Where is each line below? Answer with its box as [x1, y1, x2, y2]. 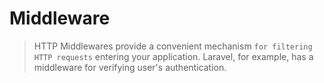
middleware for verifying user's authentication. [33, 61, 227, 73]
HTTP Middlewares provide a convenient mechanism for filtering [33, 40, 313, 52]
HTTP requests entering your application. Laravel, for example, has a [33, 50, 314, 62]
